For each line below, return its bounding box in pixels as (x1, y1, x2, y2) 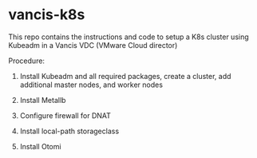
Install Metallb (19, 95, 66, 105)
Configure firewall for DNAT (19, 110, 112, 120)
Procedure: (8, 56, 45, 65)
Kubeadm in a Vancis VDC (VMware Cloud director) (8, 40, 178, 49)
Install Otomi (19, 141, 61, 151)
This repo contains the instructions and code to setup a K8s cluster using (8, 32, 249, 41)
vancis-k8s (8, 6, 85, 24)
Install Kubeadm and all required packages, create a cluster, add (19, 71, 231, 81)
